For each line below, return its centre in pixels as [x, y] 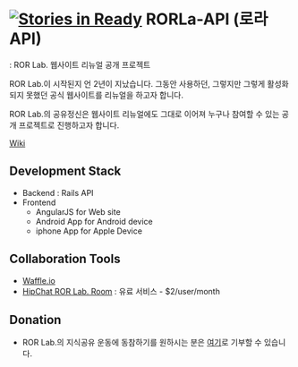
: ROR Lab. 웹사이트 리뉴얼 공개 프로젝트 [80, 64]
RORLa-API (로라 [207, 19]
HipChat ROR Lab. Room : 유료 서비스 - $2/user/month [121, 291]
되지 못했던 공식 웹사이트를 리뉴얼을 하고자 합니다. [97, 95]
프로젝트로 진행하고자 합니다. [69, 125]
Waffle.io [38, 280]
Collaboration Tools [65, 259]
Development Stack [65, 171]
